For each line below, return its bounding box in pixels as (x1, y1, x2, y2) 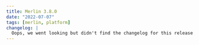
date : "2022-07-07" (6, 14, 55, 20)
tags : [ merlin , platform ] (6, 19, 70, 25)
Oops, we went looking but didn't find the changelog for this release (11, 30, 194, 36)
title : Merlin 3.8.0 (6, 8, 58, 15)
